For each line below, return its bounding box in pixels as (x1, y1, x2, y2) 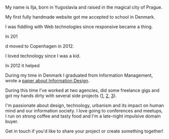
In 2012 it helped (5, 63, 40, 68)
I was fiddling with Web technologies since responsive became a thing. (5, 24, 153, 30)
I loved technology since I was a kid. (5, 53, 81, 59)
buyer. (5, 118, 19, 124)
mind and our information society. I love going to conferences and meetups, (5, 108, 163, 113)
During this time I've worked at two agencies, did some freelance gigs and (5, 87, 160, 93)
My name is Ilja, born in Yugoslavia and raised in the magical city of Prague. (5, 5, 162, 10)
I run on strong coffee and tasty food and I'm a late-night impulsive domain (5, 113, 161, 119)
